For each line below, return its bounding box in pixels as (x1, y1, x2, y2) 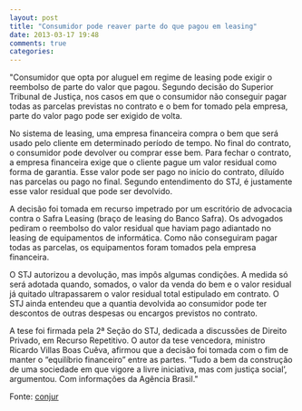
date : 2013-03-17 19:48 (9, 30, 100, 39)
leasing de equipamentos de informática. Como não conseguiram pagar (9, 232, 278, 243)
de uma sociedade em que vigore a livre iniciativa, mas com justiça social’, (9, 364, 287, 375)
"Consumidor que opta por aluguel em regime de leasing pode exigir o (9, 72, 273, 83)
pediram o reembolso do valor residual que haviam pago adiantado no (9, 223, 272, 234)
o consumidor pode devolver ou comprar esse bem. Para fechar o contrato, (9, 147, 292, 159)
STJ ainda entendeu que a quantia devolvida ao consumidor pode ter (9, 298, 268, 309)
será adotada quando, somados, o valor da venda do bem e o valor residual (9, 279, 292, 290)
